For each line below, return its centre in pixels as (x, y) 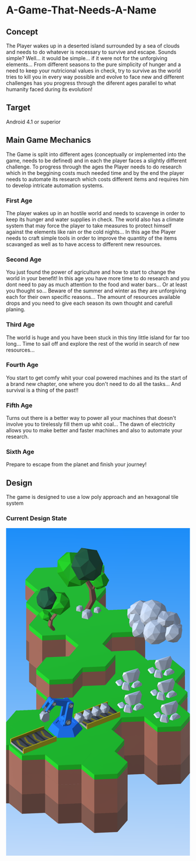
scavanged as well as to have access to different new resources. (84, 244)
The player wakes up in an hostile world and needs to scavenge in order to (96, 213)
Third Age (20, 325)
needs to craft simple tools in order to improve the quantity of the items (92, 238)
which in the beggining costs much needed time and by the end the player (95, 173)
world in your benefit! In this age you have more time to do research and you (98, 278)
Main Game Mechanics (49, 140)
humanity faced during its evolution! (49, 89)
